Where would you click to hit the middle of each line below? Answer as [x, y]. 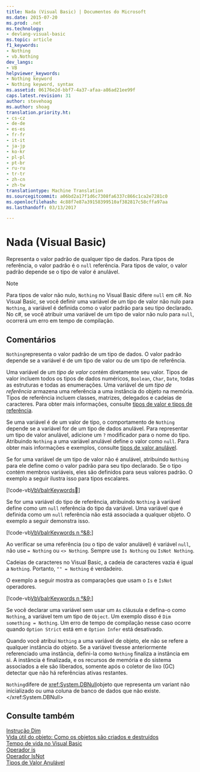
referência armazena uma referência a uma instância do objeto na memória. [100, 391]
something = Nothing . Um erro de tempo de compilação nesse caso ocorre [98, 623]
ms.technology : [25, 29]
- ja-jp [16, 146]
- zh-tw [16, 185]
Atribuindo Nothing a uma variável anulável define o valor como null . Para [98, 441]
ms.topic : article [29, 40]
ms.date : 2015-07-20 [32, 17]
